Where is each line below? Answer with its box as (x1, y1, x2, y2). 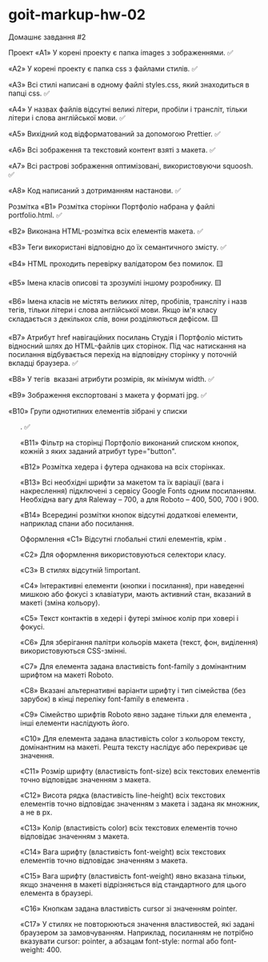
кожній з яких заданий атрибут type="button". (19, 446, 177, 456)
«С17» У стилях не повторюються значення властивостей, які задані (19, 919, 254, 928)
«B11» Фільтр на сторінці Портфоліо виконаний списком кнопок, (19, 437, 239, 447)
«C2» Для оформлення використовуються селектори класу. (19, 550, 226, 559)
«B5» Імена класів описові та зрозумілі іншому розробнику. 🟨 (8, 278, 222, 287)
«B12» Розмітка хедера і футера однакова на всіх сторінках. (19, 461, 226, 471)
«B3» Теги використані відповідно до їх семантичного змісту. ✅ (8, 242, 226, 252)
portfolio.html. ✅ (8, 210, 62, 220)
